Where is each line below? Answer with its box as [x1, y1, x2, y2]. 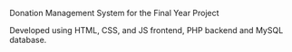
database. [9, 35, 47, 45]
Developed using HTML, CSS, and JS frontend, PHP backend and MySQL [9, 25, 284, 35]
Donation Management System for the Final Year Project [9, 8, 219, 18]
